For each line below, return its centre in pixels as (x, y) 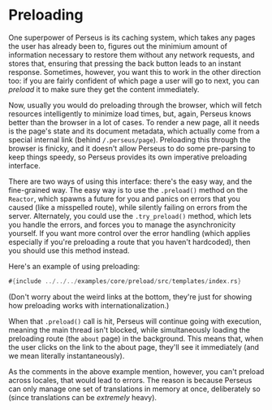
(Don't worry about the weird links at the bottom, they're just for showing (130, 297)
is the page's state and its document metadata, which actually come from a (134, 131)
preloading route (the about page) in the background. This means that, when (136, 338)
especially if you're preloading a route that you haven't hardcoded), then (130, 242)
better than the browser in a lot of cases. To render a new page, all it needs (134, 122)
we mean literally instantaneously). (67, 355)
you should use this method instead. (69, 251)
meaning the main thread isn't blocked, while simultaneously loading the (129, 329)
